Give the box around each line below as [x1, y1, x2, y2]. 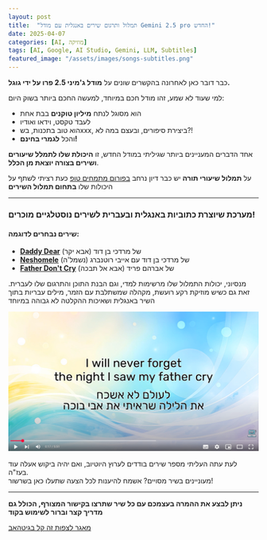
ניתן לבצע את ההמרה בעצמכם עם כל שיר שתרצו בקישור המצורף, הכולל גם [8, 499, 243, 509]
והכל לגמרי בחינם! [19, 134, 78, 143]
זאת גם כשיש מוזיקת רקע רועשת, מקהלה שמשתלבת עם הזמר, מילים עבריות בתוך [8, 288, 250, 297]
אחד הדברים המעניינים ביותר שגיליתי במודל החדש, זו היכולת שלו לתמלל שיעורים [8, 150, 253, 158]
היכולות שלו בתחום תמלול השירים [8, 182, 114, 191]
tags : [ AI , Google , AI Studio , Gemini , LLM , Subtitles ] [8, 46, 197, 55]
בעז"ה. [8, 468, 29, 477]
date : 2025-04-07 [8, 29, 66, 37]
